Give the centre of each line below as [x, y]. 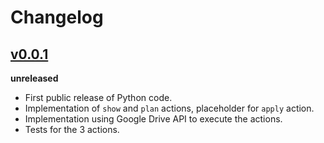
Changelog [57, 17]
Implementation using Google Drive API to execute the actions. [153, 119]
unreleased [34, 78]
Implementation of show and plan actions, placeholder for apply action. [169, 108]
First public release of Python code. [98, 97]
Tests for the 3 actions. [72, 129]
